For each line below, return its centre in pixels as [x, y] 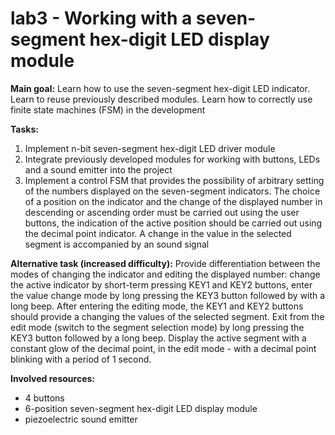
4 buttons [44, 398]
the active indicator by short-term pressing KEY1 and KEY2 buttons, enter [161, 284]
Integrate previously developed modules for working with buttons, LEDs [172, 159]
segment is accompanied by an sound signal [117, 244]
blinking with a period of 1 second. [81, 359]
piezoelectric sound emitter [81, 419]
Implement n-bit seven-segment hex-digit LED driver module [150, 148]
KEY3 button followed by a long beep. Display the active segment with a [158, 338]
